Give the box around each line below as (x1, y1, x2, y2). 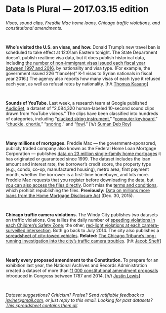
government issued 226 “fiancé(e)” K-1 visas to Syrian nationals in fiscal (5, 70, 153, 76)
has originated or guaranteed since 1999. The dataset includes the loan (5, 156, 151, 161)
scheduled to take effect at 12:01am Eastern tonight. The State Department (5, 49, 158, 55)
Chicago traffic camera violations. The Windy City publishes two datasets (5, 211, 158, 218)
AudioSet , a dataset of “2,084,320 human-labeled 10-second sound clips (5, 105, 155, 111)
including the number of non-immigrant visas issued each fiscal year (5, 60, 146, 66)
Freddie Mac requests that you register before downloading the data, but (5, 177, 154, 183)
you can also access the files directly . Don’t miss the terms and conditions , (5, 182, 158, 188)
